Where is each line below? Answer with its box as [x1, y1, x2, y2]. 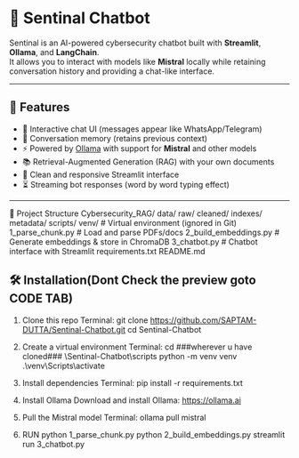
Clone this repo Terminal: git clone [21, 315, 149, 325]
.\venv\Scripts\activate [21, 360, 105, 371]
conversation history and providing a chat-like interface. [9, 66, 215, 76]
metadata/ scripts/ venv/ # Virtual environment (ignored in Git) [9, 217, 238, 228]
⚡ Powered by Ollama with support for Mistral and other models [21, 142, 257, 154]
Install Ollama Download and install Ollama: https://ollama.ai [21, 395, 242, 406]
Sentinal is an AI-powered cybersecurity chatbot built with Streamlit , [9, 37, 262, 48]
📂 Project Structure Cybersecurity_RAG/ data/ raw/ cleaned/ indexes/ [9, 208, 263, 219]
